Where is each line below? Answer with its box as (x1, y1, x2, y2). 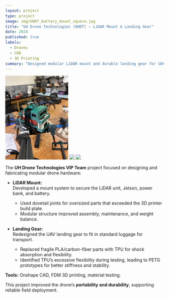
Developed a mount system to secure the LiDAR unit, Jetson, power (12, 185, 153, 191)
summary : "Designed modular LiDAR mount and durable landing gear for (5, 61, 156, 66)
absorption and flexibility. (20, 252, 73, 258)
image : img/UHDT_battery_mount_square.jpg (5, 19, 96, 24)
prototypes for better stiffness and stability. (20, 262, 110, 268)
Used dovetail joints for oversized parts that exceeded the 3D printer (20, 200, 162, 206)
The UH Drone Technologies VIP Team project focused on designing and (5, 165, 157, 171)
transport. (12, 237, 34, 243)
